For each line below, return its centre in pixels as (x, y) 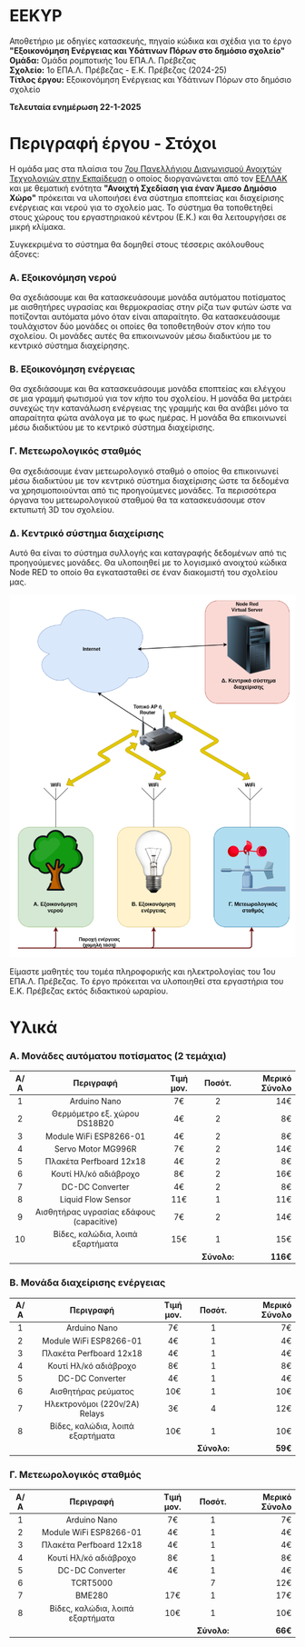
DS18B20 (95, 1123)
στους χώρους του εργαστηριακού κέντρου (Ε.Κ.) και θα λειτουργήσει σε (148, 217)
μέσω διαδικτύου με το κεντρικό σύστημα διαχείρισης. (112, 427)
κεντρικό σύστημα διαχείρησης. (69, 345)
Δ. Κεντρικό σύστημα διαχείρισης (87, 533)
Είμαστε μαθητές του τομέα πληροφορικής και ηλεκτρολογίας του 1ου (143, 972)
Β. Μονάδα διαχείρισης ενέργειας (88, 1283)
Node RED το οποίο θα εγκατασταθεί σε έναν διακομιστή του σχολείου (144, 573)
